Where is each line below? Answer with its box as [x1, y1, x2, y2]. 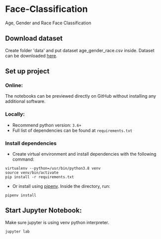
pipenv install [5, 193, 37, 198]
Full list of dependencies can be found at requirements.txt [12, 127, 133, 133]
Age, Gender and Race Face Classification [5, 20, 92, 26]
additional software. [5, 98, 46, 105]
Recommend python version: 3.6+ [12, 122, 82, 128]
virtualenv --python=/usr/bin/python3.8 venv [5, 166, 101, 171]
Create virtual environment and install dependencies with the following [12, 151, 157, 157]
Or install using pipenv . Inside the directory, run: [12, 183, 110, 189]
